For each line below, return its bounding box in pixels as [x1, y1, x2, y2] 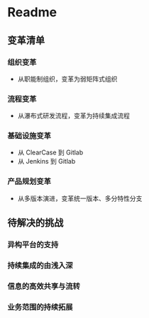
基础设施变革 [7, 131, 52, 141]
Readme [7, 4, 57, 21]
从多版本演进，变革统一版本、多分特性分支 [17, 194, 143, 203]
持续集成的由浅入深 [7, 261, 73, 270]
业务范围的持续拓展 [7, 302, 73, 312]
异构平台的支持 [7, 240, 59, 250]
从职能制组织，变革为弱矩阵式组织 [17, 74, 118, 83]
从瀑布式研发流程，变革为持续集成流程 [17, 111, 130, 120]
